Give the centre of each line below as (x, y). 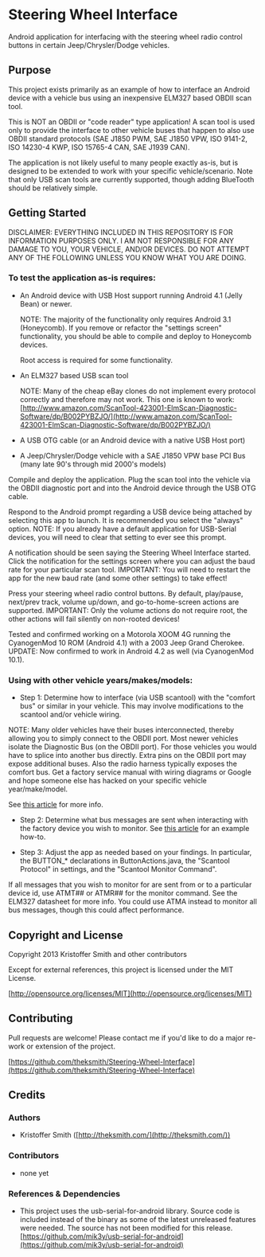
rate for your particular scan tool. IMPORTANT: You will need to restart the (129, 569)
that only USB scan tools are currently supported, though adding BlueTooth (131, 179)
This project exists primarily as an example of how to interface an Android (129, 89)
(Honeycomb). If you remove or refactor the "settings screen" (121, 327)
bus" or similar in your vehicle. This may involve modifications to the (132, 706)
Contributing (41, 1019)
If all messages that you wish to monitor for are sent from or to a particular (130, 884)
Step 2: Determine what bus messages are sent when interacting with (134, 820)
